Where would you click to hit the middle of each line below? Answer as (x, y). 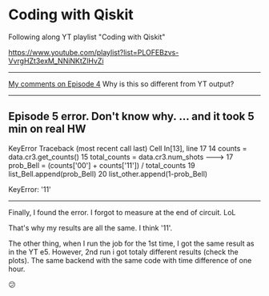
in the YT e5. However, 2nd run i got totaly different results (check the (123, 252)
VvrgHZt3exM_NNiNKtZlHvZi (56, 61)
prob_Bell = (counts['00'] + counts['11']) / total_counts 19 (102, 165)
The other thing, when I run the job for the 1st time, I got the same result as (131, 243)
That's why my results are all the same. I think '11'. (90, 228)
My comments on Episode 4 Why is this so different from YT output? (121, 84)
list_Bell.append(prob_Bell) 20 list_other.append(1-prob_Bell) (108, 174)
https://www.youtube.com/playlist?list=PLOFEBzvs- (94, 52)
